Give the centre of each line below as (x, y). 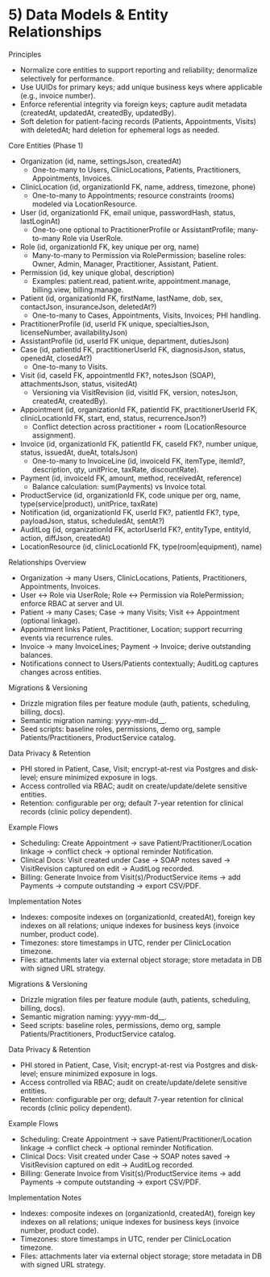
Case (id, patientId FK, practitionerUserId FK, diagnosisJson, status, (133, 349)
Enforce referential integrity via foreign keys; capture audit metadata (133, 104)
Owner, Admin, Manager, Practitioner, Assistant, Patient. (125, 264)
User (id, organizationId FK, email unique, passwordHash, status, (128, 212)
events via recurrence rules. (66, 638)
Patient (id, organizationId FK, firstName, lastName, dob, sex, (121, 298)
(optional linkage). (50, 620)
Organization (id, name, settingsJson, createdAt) (101, 161)
